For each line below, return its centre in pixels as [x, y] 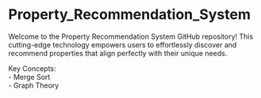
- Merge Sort [29, 77]
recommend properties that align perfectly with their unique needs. [118, 53]
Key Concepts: [33, 68]
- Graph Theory [34, 85]
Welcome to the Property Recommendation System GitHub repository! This [131, 36]
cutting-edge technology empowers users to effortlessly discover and [123, 44]
